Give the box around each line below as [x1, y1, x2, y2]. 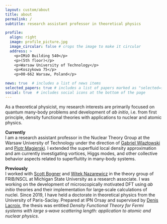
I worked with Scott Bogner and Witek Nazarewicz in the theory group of [5, 170, 154, 177]
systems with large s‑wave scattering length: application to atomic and [5, 208, 151, 214]
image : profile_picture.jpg [9, 39, 68, 45]
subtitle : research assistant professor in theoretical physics [5, 21, 141, 26]
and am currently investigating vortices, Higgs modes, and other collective [5, 150, 158, 156]
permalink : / [5, 16, 32, 21]
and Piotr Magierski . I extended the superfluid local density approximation [5, 145, 157, 151]
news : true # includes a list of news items [5, 81, 101, 86]
